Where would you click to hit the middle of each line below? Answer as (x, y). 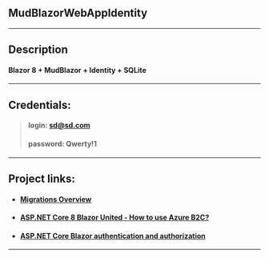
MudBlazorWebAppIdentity (78, 13)
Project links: (42, 178)
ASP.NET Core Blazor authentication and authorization (112, 236)
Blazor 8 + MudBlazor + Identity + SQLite (77, 70)
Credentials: (40, 105)
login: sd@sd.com (59, 125)
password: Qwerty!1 (62, 143)
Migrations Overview (56, 199)
